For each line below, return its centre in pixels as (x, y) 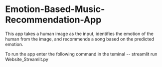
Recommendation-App (53, 20)
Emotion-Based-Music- (55, 9)
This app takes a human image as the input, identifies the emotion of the (79, 33)
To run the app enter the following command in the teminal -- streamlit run (81, 54)
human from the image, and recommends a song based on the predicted (80, 39)
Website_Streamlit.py (27, 59)
